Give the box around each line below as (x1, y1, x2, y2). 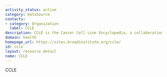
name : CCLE (5, 53, 28, 59)
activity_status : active (5, 7, 57, 12)
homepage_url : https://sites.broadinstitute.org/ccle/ (5, 40, 121, 45)
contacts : (5, 16, 26, 21)
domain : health (5, 35, 37, 40)
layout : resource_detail (5, 49, 57, 54)
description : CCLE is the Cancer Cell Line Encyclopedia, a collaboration (5, 30, 164, 35)
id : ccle (5, 44, 23, 49)
